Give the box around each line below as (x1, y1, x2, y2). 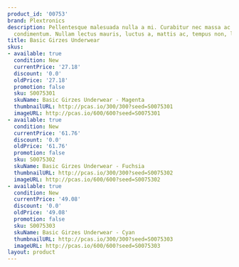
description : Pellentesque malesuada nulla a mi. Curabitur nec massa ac (7, 23, 231, 31)
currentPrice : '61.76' (14, 130, 81, 137)
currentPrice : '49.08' (14, 196, 81, 203)
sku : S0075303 (14, 222, 55, 229)
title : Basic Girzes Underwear (7, 37, 100, 44)
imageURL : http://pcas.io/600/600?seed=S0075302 (14, 176, 161, 183)
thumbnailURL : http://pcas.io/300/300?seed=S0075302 (14, 169, 174, 177)
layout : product (7, 248, 55, 256)
